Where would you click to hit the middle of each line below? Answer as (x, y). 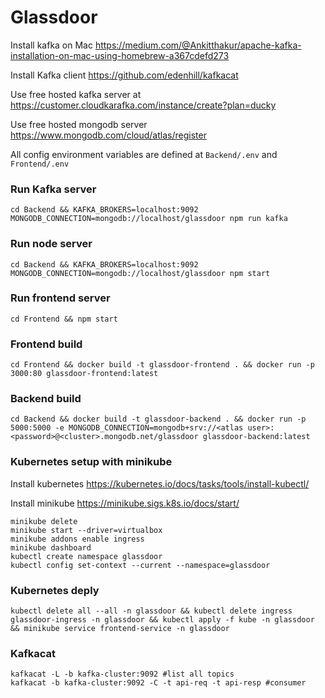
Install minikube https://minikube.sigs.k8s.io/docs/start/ (125, 503)
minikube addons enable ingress (77, 539)
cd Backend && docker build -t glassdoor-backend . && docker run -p (158, 419)
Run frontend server (60, 298)
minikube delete (44, 521)
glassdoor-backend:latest (256, 437)
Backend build (46, 399)
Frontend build (46, 344)
